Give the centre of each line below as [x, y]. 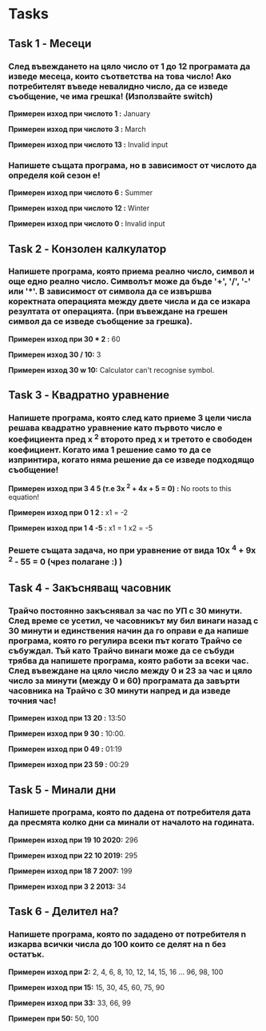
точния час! [32, 701]
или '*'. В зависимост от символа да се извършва [110, 291]
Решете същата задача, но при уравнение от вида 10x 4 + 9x [132, 549]
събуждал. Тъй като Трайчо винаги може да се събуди [121, 650]
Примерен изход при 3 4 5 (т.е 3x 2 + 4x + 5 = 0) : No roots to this [120, 488]
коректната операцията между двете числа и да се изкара [129, 302]
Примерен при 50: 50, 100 [54, 1018]
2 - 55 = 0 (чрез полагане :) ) [66, 561]
